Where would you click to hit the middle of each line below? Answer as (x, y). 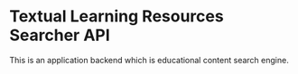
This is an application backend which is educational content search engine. (149, 60)
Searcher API (60, 35)
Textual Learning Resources (116, 16)
